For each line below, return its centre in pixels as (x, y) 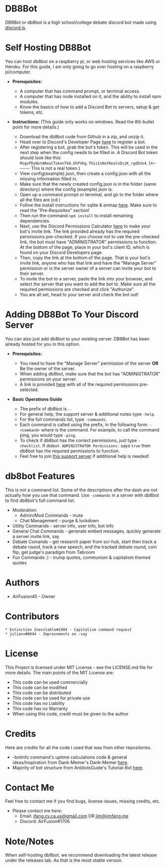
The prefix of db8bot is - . (46, 409)
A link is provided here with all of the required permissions (79, 384)
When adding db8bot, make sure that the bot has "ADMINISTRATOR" (90, 374)
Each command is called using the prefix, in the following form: (84, 425)
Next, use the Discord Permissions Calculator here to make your (85, 226)
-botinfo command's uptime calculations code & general (70, 757)
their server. (32, 273)
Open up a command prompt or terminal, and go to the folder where (89, 194)
